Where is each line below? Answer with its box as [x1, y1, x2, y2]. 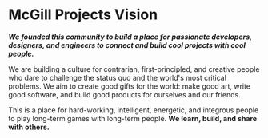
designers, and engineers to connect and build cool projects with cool [8, 40, 246, 49]
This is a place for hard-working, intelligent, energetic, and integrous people [8, 105, 259, 115]
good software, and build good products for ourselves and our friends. [8, 89, 242, 99]
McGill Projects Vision [8, 6, 158, 24]
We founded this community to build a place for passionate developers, [8, 32, 252, 41]
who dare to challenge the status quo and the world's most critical [8, 73, 226, 82]
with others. [8, 122, 50, 132]
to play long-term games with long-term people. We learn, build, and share [8, 113, 258, 123]
